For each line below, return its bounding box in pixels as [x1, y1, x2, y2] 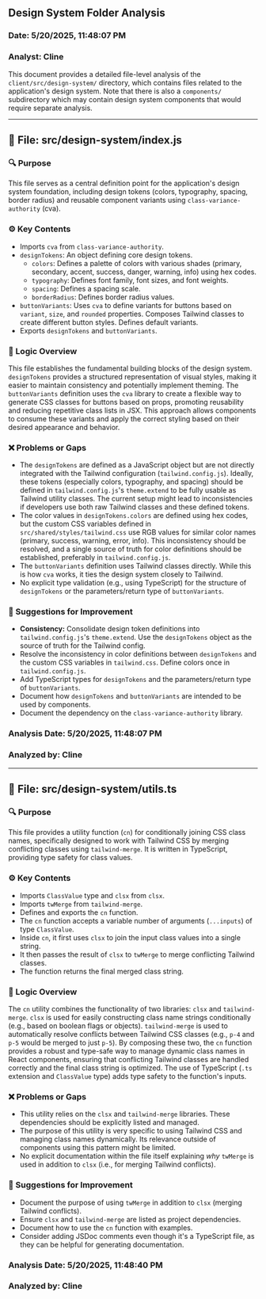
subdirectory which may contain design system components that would [8, 94, 241, 104]
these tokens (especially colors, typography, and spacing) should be [19, 477, 244, 486]
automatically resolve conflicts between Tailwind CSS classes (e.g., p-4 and [8, 1029, 255, 1038]
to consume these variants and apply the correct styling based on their [8, 413, 240, 423]
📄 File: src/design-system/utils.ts [8, 783, 177, 796]
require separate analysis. [8, 103, 93, 112]
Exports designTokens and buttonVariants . [19, 326, 158, 335]
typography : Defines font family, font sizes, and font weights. [31, 275, 229, 284]
